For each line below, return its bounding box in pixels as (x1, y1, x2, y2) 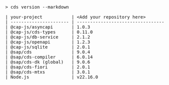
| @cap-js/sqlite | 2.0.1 (5, 44, 91, 49)
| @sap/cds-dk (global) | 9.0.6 (5, 59, 91, 64)
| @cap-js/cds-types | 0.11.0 (5, 29, 93, 34)
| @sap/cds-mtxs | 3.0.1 (5, 69, 91, 74)
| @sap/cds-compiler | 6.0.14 (5, 54, 93, 59)
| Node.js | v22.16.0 (5, 74, 99, 79)
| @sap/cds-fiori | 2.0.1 (5, 64, 91, 69)
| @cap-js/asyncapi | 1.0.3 (5, 24, 91, 29)
